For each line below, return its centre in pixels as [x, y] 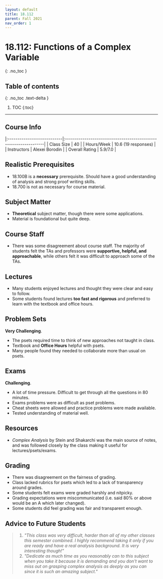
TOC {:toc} [23, 107]
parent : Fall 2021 [24, 18]
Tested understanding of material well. [50, 413]
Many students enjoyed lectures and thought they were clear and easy [82, 289]
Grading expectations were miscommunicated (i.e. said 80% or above [82, 498]
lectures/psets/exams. [34, 450]
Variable [22, 58]
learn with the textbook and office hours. [53, 304]
